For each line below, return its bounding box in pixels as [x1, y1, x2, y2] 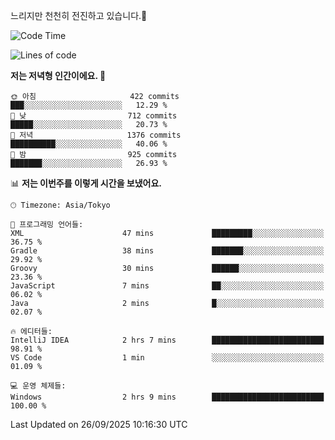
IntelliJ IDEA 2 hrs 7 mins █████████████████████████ [10, 335, 325, 345]
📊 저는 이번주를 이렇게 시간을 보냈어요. [10, 177, 163, 189]
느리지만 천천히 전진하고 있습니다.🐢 [10, 10, 148, 21]
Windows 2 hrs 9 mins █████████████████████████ [10, 392, 325, 402]
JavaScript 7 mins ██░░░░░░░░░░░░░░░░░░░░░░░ [10, 281, 325, 291]
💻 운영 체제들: [10, 381, 67, 391]
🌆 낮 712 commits [10, 111, 178, 121]
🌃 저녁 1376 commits [10, 130, 182, 140]
